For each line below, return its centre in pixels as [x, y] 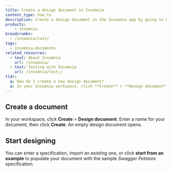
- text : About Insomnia [35, 58]
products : [16, 24]
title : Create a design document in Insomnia [55, 10]
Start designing [30, 141]
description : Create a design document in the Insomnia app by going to [84, 19]
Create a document [37, 107]
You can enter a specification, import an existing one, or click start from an [84, 153]
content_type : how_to [28, 15]
